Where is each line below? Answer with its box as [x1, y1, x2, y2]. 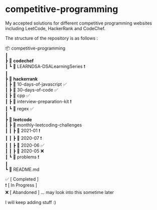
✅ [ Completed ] [5, 176, 39, 182]
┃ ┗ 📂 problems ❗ [5, 154, 40, 160]
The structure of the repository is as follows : [5, 35, 98, 41]
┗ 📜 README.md [5, 166, 40, 172]
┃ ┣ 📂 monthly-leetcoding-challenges [5, 122, 82, 128]
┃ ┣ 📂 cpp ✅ [5, 92, 30, 98]
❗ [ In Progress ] [5, 182, 38, 188]
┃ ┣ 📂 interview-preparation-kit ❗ [5, 98, 72, 104]
